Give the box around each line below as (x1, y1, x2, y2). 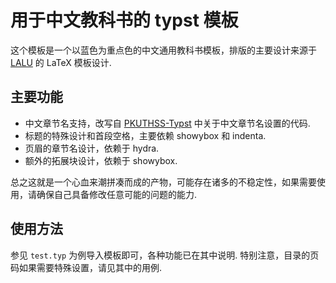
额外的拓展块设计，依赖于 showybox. (24, 154, 178, 166)
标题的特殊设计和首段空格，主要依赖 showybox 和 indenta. (24, 129, 267, 141)
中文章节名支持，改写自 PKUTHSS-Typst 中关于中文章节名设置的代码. (24, 117, 311, 129)
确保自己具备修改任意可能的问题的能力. (36, 188, 198, 200)
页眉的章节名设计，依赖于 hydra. (24, 142, 160, 154)
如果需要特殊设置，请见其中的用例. (18, 261, 163, 273)
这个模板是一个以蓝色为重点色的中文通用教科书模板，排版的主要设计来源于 (10, 44, 317, 56)
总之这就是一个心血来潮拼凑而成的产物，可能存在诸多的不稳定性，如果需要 (10, 176, 317, 188)
